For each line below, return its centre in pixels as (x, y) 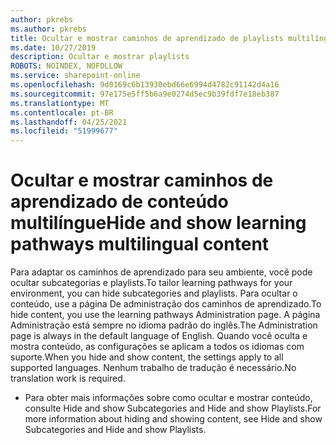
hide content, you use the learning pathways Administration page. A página (165, 315)
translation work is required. (68, 378)
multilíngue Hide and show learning (158, 223)
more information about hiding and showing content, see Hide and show (173, 419)
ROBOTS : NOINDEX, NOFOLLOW (66, 66)
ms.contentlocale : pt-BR (62, 112)
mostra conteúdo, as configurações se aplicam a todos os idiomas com (157, 347)
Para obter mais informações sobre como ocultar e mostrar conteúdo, (168, 398)
